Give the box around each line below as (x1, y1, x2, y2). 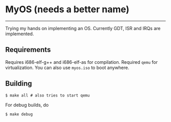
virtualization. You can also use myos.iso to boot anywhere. (5, 64, 130, 70)
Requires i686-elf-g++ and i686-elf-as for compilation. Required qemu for (5, 59, 158, 65)
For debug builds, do (5, 102, 49, 108)
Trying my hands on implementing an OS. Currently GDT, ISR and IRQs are (5, 25, 161, 31)
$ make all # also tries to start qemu (5, 93, 90, 98)
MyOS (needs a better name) (5, 4, 130, 15)
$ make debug (5, 111, 33, 117)
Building (5, 79, 32, 88)
